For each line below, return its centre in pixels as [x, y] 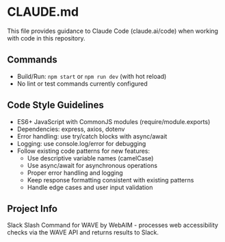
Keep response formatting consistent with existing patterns [110, 180]
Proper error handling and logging [75, 173]
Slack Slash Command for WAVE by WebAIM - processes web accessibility [113, 225]
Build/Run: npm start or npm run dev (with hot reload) [92, 76]
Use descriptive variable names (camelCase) [90, 158]
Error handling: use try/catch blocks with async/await [92, 136]
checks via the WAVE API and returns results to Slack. [83, 232]
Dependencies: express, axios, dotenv [71, 129]
